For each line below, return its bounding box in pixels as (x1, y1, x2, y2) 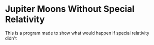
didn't (5, 35, 17, 41)
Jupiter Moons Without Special (5, 3, 135, 15)
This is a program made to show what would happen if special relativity (5, 30, 150, 36)
